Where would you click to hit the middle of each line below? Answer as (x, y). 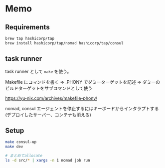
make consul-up (21, 142)
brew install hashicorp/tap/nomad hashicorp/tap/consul (64, 43)
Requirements (27, 27)
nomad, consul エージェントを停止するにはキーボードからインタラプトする (82, 108)
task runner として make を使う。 (38, 71)
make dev (14, 147)
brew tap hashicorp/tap (30, 38)
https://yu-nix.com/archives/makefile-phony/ (51, 98)
